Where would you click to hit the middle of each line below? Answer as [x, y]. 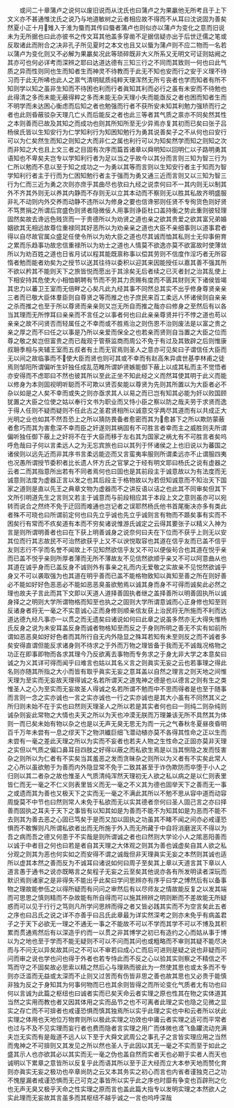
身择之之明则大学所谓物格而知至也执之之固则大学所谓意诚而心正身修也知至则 [117, 602]
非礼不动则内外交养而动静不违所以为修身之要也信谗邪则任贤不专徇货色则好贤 [117, 201]
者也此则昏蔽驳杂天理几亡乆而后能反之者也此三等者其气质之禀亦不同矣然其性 [117, 114]
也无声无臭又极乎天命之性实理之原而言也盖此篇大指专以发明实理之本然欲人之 [117, 1089]
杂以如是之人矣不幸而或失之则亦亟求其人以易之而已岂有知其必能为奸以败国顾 [117, 393]
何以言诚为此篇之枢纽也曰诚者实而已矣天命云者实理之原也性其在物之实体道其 [117, 993]
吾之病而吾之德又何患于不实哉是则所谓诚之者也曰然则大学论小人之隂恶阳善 [114, 837]
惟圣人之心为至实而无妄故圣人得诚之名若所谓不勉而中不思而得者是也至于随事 [117, 689]
